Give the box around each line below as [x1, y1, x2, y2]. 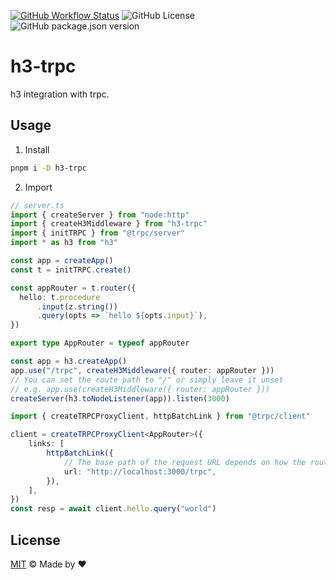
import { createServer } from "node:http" [10, 210, 190, 220]
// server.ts [10, 200, 65, 210]
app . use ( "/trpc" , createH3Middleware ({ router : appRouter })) [10, 365, 275, 375]
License [10, 531, 61, 549]
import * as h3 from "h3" [10, 238, 118, 248]
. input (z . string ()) [36, 301, 118, 312]
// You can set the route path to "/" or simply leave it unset [10, 375, 284, 385]
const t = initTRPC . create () [10, 265, 132, 275]
